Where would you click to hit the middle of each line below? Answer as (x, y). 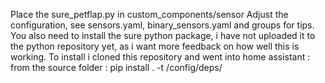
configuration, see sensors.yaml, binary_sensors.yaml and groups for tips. (162, 25)
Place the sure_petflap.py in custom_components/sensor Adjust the (149, 14)
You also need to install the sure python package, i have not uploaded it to (163, 35)
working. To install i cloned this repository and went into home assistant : (160, 57)
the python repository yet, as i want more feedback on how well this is (155, 46)
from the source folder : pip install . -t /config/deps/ (116, 67)
